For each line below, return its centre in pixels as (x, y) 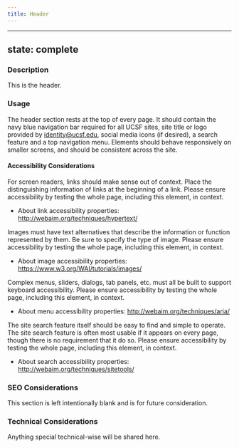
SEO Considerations (43, 387)
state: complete (43, 50)
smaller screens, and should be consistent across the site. (92, 150)
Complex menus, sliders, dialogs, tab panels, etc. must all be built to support (119, 282)
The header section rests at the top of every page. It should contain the (112, 119)
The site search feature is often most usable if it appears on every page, (113, 333)
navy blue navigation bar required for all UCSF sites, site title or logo (107, 127)
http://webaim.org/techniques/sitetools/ (76, 369)
